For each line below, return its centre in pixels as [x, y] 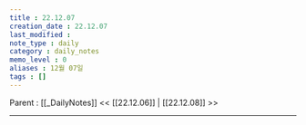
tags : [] [28, 77]
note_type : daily [44, 43]
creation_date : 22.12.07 [58, 26]
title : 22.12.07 [42, 18]
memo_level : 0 [38, 60]
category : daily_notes [55, 52]
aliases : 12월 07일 [46, 69]
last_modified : [40, 34]
